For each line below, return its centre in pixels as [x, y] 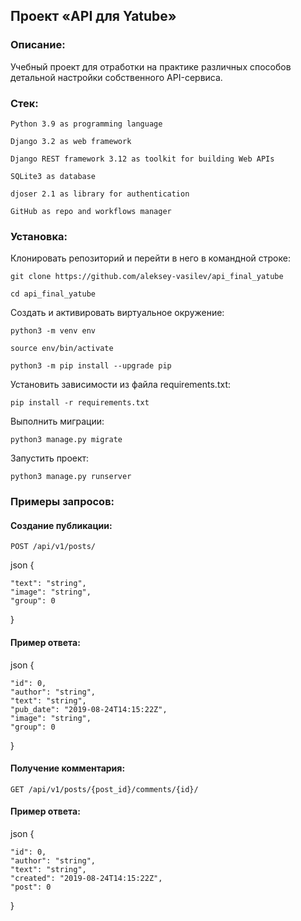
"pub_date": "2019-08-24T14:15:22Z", [89, 709]
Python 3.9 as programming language [86, 124]
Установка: [39, 236]
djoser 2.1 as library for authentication [100, 194]
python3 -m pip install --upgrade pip [91, 366]
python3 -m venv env [53, 331]
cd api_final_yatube [53, 294]
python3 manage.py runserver [71, 477]
